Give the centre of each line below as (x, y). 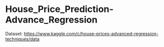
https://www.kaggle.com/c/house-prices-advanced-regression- (91, 33)
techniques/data (22, 39)
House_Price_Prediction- (59, 9)
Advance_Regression (51, 20)
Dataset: (14, 33)
